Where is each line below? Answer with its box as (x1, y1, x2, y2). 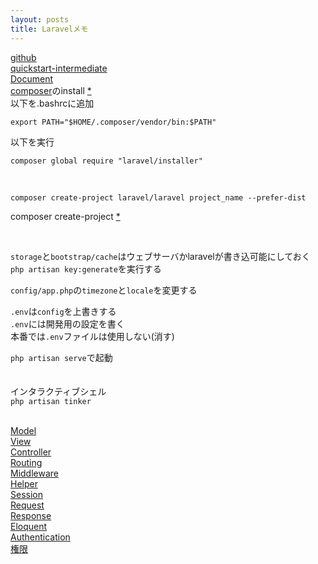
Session (10, 488, 43, 500)
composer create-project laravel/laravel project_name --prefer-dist (10, 192, 307, 203)
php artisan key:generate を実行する (10, 262, 162, 275)
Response (10, 509, 52, 521)
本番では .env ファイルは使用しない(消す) (10, 330, 175, 342)
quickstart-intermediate (10, 62, 108, 74)
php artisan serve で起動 (10, 351, 113, 363)
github (10, 51, 37, 63)
